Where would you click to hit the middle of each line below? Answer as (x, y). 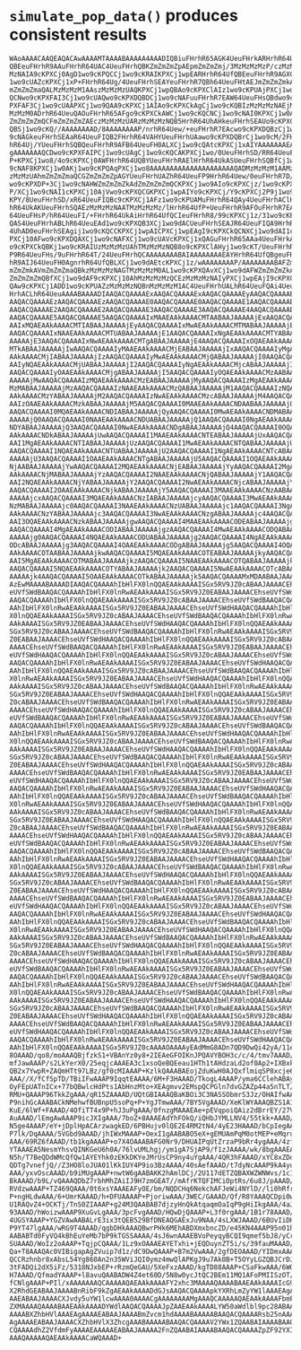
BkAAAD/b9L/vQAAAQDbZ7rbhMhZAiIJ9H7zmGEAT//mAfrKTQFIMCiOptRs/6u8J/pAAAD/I (154, 1180)
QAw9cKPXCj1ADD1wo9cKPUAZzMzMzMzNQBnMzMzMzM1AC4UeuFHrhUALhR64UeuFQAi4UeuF (154, 286)
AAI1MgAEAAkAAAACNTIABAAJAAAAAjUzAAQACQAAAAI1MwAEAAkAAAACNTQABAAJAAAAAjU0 (154, 443)
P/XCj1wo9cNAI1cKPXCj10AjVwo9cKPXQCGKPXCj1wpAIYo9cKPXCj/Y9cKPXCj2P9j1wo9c (154, 192)
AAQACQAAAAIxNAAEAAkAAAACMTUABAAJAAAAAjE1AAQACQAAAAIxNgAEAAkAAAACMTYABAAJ (154, 333)
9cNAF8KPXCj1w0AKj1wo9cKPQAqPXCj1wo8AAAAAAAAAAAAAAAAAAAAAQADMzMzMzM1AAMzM (154, 168)
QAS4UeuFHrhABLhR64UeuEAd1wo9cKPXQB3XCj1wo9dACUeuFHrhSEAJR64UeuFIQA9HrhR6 (154, 223)
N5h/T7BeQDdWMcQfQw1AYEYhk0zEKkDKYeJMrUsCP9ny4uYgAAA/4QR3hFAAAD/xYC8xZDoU (154, 1157)
